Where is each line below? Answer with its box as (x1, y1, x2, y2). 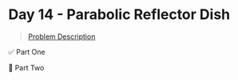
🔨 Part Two (8, 63, 45, 72)
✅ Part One (8, 47, 46, 56)
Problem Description (27, 32, 96, 41)
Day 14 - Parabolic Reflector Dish (8, 6, 230, 24)
